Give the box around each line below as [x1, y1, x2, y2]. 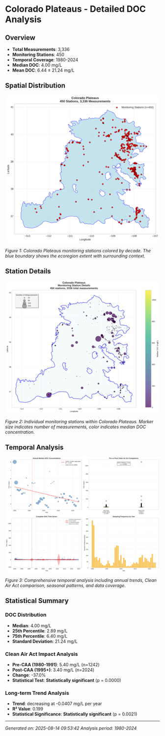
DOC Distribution [5, 611, 47, 618]
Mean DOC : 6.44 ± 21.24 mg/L [12, 67, 75, 73]
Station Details [5, 267, 51, 275]
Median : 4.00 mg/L [12, 623, 52, 628]
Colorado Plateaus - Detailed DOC [5, 3, 146, 15]
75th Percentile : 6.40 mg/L [12, 633, 68, 639]
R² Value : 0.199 [12, 706, 43, 712]
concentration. [5, 429, 35, 435]
